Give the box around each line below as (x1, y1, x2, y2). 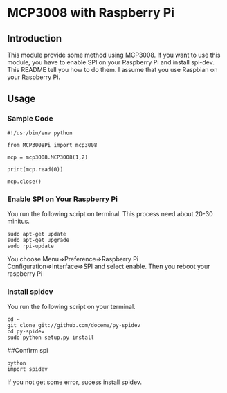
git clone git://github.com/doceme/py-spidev (7, 322, 140, 329)
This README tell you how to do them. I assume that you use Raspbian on (7, 66, 218, 73)
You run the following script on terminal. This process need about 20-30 (7, 209, 213, 218)
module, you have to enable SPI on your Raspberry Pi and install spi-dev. (7, 58, 215, 67)
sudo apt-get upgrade (7, 236, 70, 243)
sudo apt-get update (7, 230, 67, 237)
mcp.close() (7, 178, 42, 185)
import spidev (7, 366, 48, 373)
